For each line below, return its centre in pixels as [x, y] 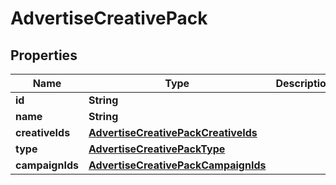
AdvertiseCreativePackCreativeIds [173, 132]
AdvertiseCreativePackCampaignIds [177, 165]
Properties [44, 55]
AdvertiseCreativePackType [157, 149]
